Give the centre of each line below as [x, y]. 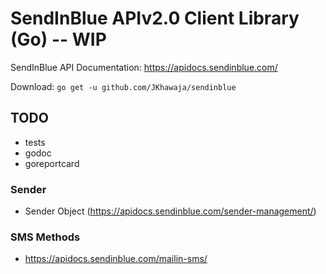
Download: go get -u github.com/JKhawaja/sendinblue [123, 86]
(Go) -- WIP [58, 39]
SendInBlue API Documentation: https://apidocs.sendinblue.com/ [144, 67]
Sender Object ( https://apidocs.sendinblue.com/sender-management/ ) [170, 211]
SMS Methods [45, 237]
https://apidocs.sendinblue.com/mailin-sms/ [116, 259]
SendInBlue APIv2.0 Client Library [155, 18]
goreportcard [52, 163]
